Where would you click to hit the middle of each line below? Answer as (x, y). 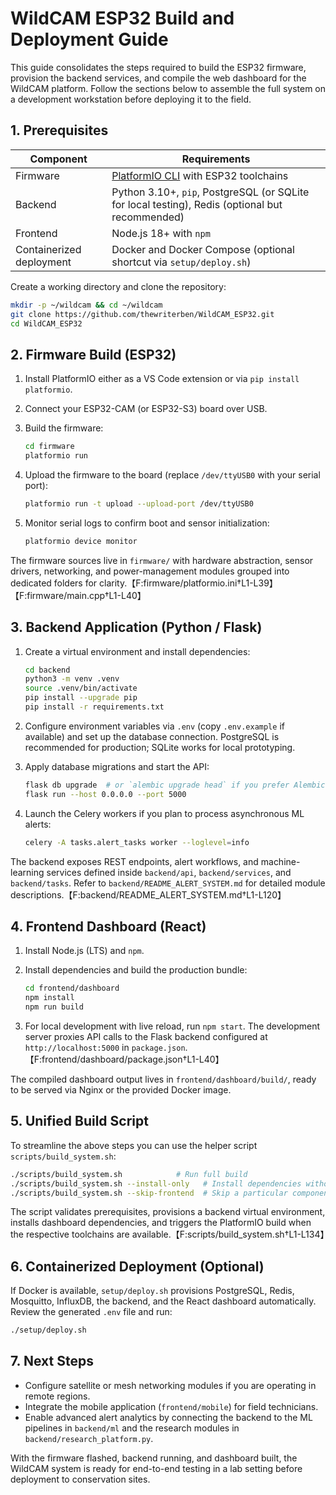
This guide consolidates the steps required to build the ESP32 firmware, (158, 67)
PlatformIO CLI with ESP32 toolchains (200, 175)
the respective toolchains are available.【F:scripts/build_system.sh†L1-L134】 (170, 1234)
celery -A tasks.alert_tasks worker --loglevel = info (137, 842)
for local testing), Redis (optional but (197, 204)
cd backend (47, 670)
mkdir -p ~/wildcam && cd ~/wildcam (86, 305)
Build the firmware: (64, 428)
